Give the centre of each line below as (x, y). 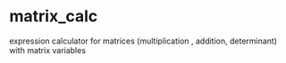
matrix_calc (54, 16)
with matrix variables (48, 50)
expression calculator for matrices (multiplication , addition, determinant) (143, 41)
